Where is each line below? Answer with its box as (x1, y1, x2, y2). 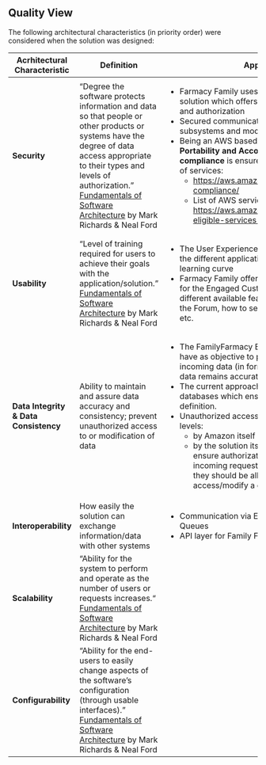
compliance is (179, 154, 234, 166)
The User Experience (179, 243, 259, 254)
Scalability (12, 592, 53, 603)
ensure (192, 450, 219, 461)
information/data (78, 530, 142, 541)
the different (179, 253, 226, 264)
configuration (78, 684, 130, 695)
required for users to (78, 248, 156, 259)
